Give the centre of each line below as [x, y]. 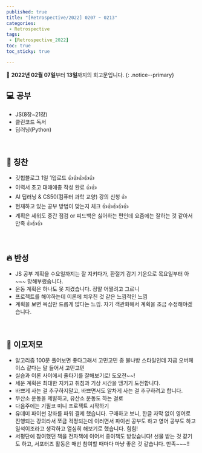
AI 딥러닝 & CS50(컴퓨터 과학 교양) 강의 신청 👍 [71, 197]
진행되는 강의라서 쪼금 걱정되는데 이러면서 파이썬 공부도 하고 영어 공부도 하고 [106, 421]
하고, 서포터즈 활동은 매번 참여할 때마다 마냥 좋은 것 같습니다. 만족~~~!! [106, 444]
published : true [27, 12]
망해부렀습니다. [45, 281]
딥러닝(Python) [33, 129]
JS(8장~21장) [31, 114]
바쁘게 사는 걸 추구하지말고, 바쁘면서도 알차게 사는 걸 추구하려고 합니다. [99, 390]
